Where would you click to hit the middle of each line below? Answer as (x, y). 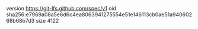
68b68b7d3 (20, 21)
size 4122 (47, 21)
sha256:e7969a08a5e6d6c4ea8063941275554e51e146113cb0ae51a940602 (99, 14)
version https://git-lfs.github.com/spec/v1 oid (61, 8)
